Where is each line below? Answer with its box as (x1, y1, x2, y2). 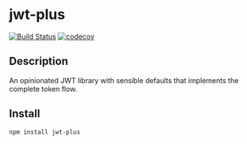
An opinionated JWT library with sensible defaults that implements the (9, 75, 239, 85)
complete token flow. (9, 84, 78, 93)
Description (9, 55, 68, 68)
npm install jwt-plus (9, 128, 81, 136)
